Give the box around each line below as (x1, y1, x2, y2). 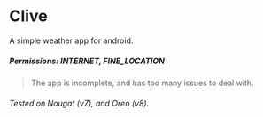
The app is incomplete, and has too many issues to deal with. (30, 77, 254, 88)
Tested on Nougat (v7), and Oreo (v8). (9, 98, 150, 108)
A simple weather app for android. (9, 35, 134, 46)
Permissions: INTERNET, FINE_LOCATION (9, 55, 166, 66)
